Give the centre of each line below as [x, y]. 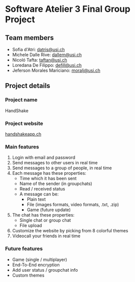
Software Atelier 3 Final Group [68, 9]
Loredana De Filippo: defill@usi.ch [47, 65]
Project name [21, 100]
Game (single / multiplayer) [40, 259]
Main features [22, 147]
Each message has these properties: [49, 173]
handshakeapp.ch [23, 134]
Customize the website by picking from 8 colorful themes [70, 231]
